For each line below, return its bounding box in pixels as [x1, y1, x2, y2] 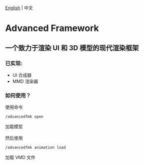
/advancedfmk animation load [5, 145, 66, 150]
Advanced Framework [5, 22, 99, 34]
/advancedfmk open [5, 114, 43, 119]
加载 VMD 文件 [5, 155, 36, 161]
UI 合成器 [12, 72, 31, 78]
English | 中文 [5, 5, 33, 10]
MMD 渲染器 [12, 78, 38, 84]
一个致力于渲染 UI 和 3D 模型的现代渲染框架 [5, 43, 139, 52]
